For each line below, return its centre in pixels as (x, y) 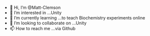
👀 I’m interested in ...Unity (36, 13)
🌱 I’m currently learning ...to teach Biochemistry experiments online (77, 18)
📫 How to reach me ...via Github (43, 28)
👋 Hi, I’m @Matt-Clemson (35, 8)
